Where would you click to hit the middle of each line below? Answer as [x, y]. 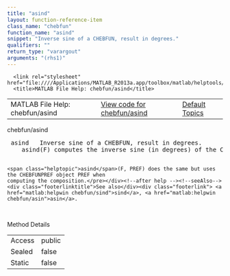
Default [194, 104]
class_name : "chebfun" [39, 26]
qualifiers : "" [29, 45]
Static [20, 262]
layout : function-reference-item [55, 20]
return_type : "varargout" [44, 52]
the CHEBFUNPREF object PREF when [56, 175]
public [51, 240]
